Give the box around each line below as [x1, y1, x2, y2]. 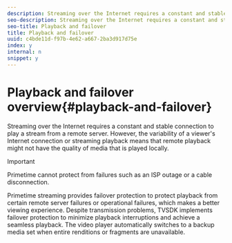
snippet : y [7, 55, 39, 62]
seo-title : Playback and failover [7, 23, 107, 30]
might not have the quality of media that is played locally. [7, 144, 169, 152]
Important [7, 157, 35, 165]
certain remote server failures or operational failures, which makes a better [7, 198, 220, 207]
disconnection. [7, 178, 50, 186]
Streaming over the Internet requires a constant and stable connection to [7, 122, 214, 130]
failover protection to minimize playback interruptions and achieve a [7, 213, 200, 221]
